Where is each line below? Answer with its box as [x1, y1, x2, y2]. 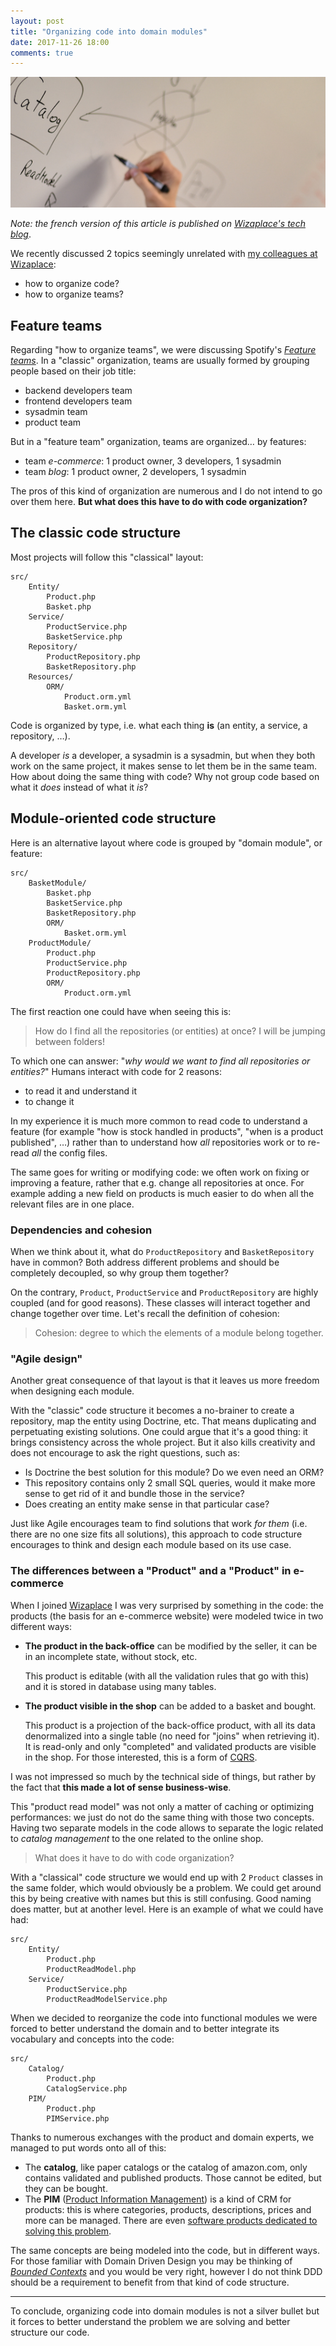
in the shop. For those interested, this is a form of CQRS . [24, 1751, 258, 1763]
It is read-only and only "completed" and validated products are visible [24, 1740, 317, 1752]
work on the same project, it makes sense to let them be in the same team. [10, 760, 318, 772]
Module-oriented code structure [10, 810, 217, 827]
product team [24, 416, 82, 429]
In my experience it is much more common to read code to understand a [10, 1115, 308, 1127]
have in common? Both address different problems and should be [10, 1256, 280, 1268]
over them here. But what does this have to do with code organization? [10, 496, 308, 508]
